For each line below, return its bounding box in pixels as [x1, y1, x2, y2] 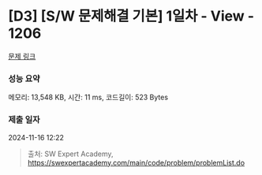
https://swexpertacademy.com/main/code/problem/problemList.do [27, 158, 245, 167]
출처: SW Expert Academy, [27, 149, 114, 158]
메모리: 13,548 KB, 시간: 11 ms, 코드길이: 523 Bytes [8, 92, 168, 102]
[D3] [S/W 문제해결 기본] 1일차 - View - [8, 7, 255, 25]
